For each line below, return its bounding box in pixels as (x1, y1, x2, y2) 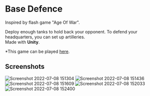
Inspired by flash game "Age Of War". (5, 19, 80, 25)
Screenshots (5, 63, 45, 71)
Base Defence (5, 3, 63, 15)
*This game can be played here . (5, 48, 70, 54)
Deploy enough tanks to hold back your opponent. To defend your (5, 29, 138, 34)
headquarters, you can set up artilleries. (5, 34, 85, 40)
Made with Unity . (5, 39, 40, 45)
